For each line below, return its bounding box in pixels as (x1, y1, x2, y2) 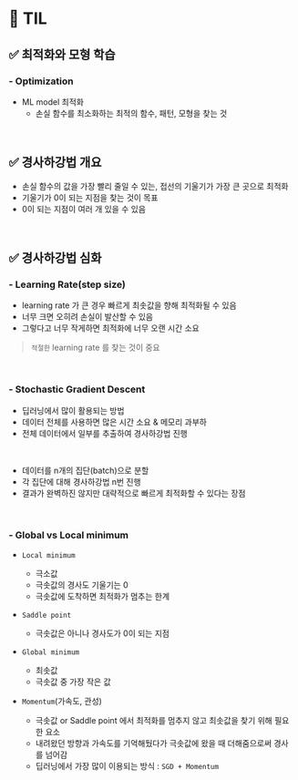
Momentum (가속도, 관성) (21, 695, 102, 706)
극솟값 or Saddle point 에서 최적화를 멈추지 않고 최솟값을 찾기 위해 (35, 714, 272, 725)
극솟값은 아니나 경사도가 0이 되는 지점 (35, 628, 170, 639)
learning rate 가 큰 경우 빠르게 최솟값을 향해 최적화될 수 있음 (21, 300, 238, 311)
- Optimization (8, 75, 74, 87)
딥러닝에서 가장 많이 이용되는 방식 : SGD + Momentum (35, 760, 220, 771)
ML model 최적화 (21, 96, 84, 108)
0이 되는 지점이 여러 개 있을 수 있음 (21, 203, 147, 214)
